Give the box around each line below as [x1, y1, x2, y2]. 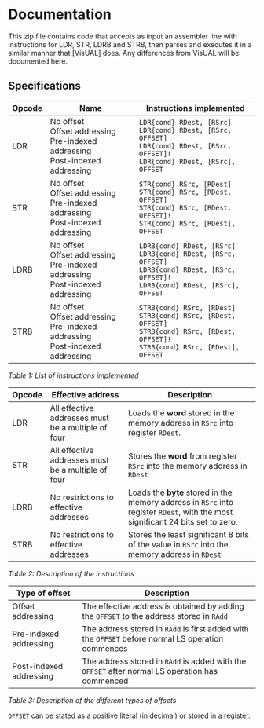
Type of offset [16, 587, 71, 598]
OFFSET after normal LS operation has [82, 665, 218, 676]
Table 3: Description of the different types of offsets [8, 695, 177, 704]
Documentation [8, 5, 112, 24]
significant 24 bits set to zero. [128, 516, 238, 527]
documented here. [8, 57, 68, 66]
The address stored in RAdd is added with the [82, 656, 247, 667]
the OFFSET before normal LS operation [82, 633, 224, 644]
